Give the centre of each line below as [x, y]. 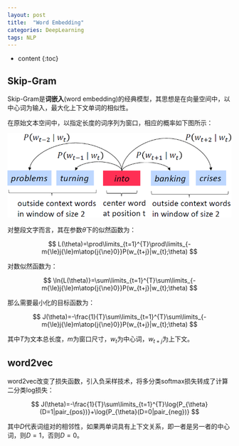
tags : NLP [22, 38]
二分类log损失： [31, 390]
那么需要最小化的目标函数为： [51, 303]
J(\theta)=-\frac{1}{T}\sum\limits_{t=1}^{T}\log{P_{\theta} [124, 404]
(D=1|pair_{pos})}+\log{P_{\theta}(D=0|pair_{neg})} [115, 411]
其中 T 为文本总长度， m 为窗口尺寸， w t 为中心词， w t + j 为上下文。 [101, 339]
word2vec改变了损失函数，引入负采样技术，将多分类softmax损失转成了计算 [118, 381]
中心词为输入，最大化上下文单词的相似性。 [70, 108]
